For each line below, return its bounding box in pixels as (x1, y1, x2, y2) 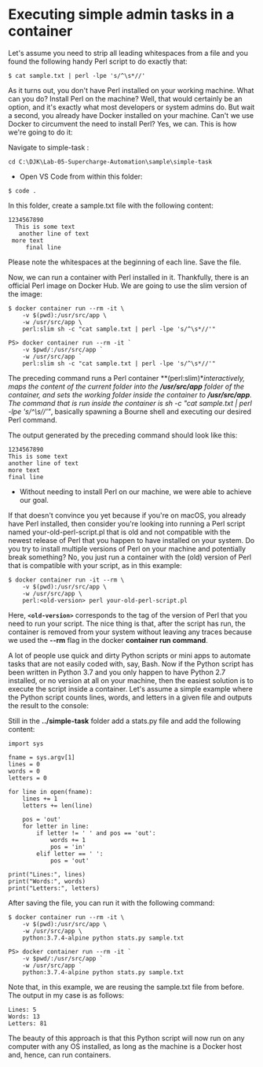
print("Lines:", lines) (8, 870, 86, 878)
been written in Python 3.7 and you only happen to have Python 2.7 (8, 667, 226, 677)
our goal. (19, 495, 49, 504)
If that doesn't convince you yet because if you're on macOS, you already (8, 510, 247, 520)
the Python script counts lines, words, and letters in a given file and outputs (8, 692, 253, 702)
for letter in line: (22, 822, 89, 830)
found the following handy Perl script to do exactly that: (8, 57, 188, 66)
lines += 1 (22, 795, 58, 803)
